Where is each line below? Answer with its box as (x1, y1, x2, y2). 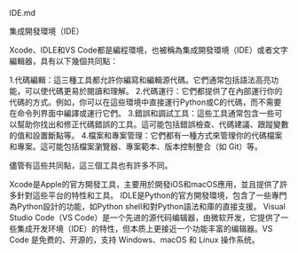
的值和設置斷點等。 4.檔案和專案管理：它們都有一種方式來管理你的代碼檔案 (9, 130, 283, 140)
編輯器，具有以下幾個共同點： (9, 56, 118, 66)
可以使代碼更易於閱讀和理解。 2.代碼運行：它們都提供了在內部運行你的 (24, 86, 283, 96)
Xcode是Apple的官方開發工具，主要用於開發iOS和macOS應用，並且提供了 (9, 179, 280, 189)
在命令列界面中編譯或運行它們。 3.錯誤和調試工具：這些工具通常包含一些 (9, 108, 275, 118)
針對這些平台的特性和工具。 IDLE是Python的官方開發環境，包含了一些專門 (16, 190, 287, 201)
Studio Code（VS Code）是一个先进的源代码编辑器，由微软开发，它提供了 (9, 212, 281, 223)
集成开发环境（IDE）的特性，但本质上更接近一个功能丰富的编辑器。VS (16, 224, 273, 233)
